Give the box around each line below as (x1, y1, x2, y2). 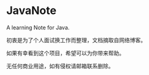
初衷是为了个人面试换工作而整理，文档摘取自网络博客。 (6, 36, 146, 43)
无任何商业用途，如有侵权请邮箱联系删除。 (6, 62, 114, 70)
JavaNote (6, 4, 57, 18)
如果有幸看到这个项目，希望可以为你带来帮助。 (6, 49, 124, 57)
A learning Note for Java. (6, 24, 70, 31)
